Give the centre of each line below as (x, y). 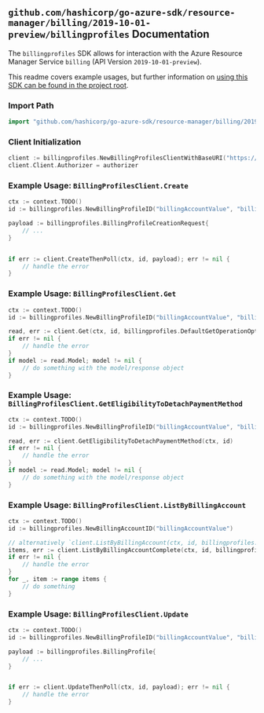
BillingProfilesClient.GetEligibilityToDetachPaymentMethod (126, 404)
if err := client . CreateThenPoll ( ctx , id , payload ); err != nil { (119, 259)
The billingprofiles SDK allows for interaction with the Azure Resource (125, 53)
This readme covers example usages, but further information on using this (128, 77)
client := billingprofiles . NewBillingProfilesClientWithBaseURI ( (117, 158)
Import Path (31, 105)
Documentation (171, 34)
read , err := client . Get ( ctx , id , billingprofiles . (94, 331)
